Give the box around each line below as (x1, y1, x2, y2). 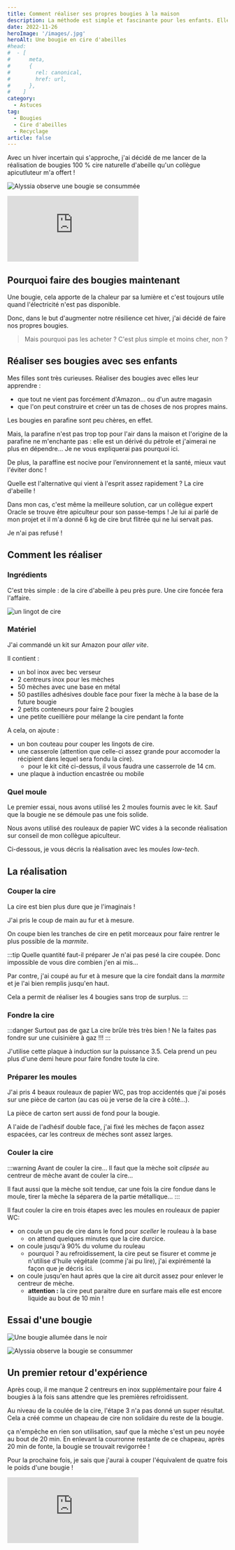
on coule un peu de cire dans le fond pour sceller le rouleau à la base (17, 1227, 217, 1235)
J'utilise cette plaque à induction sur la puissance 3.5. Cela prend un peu (7, 1047, 217, 1056)
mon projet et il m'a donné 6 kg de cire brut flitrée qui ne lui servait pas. (7, 515, 213, 523)
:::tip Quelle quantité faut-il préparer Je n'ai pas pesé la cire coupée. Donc (7, 950, 221, 958)
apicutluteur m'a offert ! (7, 168, 76, 177)
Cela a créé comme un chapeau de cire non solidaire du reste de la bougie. (7, 1414, 224, 1422)
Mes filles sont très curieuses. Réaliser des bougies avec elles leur (7, 373, 199, 382)
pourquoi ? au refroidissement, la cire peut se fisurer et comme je (27, 1249, 217, 1257)
